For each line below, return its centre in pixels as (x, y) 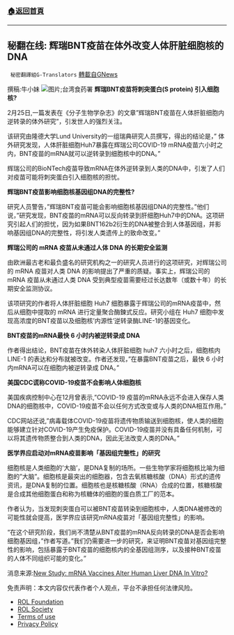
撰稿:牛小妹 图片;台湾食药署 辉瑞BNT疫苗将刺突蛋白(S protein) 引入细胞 (113, 89)
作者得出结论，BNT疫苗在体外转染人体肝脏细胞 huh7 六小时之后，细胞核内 (114, 350)
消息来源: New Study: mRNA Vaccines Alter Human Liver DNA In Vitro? (108, 573)
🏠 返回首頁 (26, 10)
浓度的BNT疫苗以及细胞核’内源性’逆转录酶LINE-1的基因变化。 (107, 321)
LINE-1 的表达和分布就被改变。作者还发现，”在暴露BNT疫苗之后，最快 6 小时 (116, 359)
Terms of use (36, 617)
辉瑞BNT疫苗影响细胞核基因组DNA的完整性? (71, 192)
